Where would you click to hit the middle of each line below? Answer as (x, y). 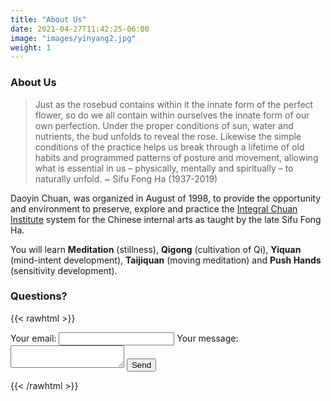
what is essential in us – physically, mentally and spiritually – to (164, 168)
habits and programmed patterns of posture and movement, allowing (176, 157)
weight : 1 (31, 47)
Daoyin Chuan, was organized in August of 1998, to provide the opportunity (166, 198)
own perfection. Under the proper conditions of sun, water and (164, 125)
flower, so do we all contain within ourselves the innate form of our (172, 115)
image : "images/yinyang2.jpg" (73, 38)
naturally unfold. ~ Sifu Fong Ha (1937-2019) (126, 178)
